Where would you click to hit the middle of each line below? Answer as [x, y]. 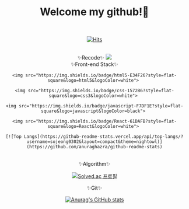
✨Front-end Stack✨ [94, 64]
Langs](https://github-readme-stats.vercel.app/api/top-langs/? [104, 137]
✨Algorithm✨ [94, 163]
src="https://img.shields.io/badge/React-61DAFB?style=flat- [101, 121]
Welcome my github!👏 [94, 12]
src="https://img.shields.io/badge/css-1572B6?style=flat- [101, 90]
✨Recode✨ [91, 57]
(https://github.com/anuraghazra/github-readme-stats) [94, 147]
